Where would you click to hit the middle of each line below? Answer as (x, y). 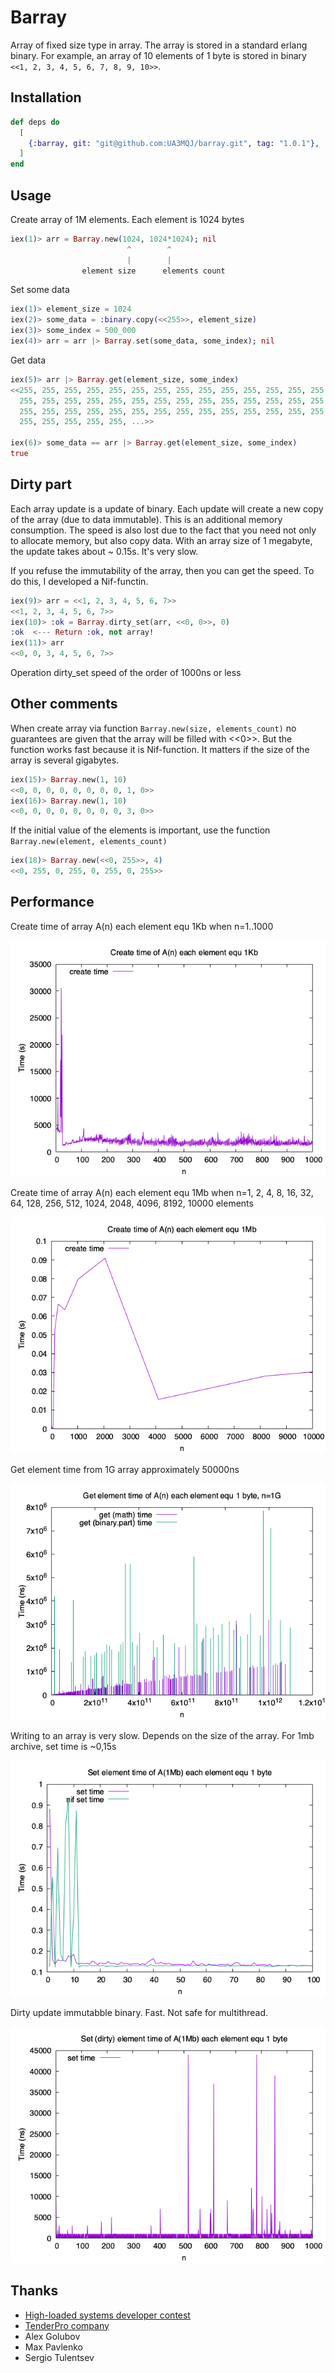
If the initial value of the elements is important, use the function (140, 830)
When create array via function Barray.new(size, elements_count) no (153, 728)
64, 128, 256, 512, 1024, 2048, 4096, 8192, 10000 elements (132, 1203)
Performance (52, 902)
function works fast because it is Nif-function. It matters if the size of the (160, 749)
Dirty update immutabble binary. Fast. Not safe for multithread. (139, 2012)
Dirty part (41, 484)
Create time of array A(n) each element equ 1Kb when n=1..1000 (142, 926)
